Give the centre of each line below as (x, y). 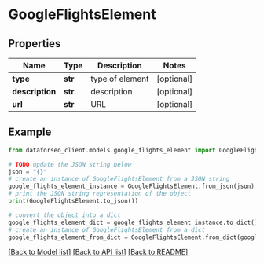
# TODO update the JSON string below (70, 164)
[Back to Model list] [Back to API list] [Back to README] (98, 252)
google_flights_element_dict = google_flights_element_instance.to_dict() (133, 222)
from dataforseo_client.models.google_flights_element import (112, 150)
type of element (119, 79)
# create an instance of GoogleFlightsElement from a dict (107, 229)
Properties (35, 44)
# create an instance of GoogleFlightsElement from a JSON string (119, 179)
